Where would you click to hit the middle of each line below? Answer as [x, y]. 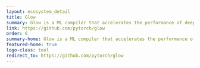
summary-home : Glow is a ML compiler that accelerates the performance [97, 39]
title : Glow [21, 17]
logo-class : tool [28, 50]
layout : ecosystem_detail [38, 12]
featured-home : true [32, 45]
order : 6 [17, 34]
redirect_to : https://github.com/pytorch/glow [65, 56]
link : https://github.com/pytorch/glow [56, 28]
